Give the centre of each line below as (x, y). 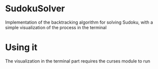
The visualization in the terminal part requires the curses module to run (78, 61)
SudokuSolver (35, 9)
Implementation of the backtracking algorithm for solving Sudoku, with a (79, 22)
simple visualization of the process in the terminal (56, 27)
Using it (21, 48)
